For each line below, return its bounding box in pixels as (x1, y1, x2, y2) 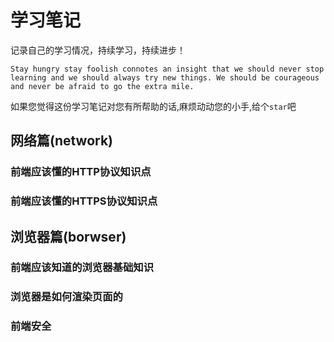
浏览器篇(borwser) (10, 228, 127, 245)
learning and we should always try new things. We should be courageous (10, 72, 320, 83)
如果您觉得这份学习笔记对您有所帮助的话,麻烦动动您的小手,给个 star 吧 (10, 100, 297, 112)
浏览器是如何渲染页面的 (10, 290, 123, 304)
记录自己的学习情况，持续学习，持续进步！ (10, 44, 186, 56)
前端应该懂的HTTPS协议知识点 (10, 194, 158, 208)
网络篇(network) (10, 132, 114, 150)
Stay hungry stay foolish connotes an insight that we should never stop (10, 64, 325, 74)
